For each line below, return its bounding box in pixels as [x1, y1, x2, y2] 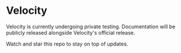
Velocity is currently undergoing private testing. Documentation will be [6, 23, 176, 30]
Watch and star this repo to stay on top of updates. [6, 40, 128, 47]
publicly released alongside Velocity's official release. [6, 29, 135, 36]
